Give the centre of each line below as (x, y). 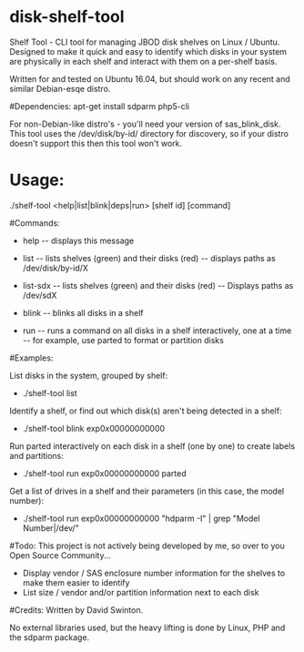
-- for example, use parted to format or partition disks (123, 340)
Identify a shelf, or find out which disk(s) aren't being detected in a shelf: (146, 411)
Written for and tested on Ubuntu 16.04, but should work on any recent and (150, 78)
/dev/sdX (40, 295)
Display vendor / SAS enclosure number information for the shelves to (154, 573)
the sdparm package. (50, 637)
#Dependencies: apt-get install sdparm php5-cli (99, 106)
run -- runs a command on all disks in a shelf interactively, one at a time (157, 331)
